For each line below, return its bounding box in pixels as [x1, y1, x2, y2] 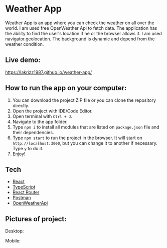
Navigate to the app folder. [12, 118, 68, 125]
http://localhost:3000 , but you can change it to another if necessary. [12, 140, 157, 146]
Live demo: [5, 56, 41, 65]
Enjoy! [12, 151, 26, 157]
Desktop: [5, 228, 24, 234]
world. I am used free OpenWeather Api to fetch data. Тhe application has [5, 25, 157, 31]
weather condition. [5, 41, 44, 47]
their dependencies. [12, 129, 54, 135]
